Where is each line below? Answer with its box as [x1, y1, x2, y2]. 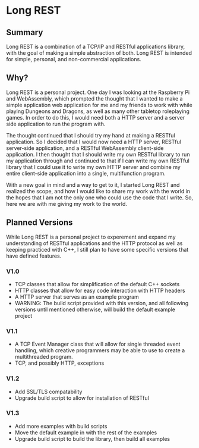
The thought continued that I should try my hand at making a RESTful [6, 131, 175, 139]
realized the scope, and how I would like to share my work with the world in [6, 187, 191, 195]
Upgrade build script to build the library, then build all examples [14, 435, 170, 442]
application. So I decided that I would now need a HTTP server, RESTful [6, 138, 181, 145]
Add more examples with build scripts [14, 422, 108, 430]
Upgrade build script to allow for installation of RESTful [14, 394, 150, 402]
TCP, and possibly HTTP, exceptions [14, 359, 105, 366]
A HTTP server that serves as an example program [14, 293, 140, 300]
